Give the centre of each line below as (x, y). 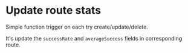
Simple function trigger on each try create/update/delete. (77, 27)
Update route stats (53, 10)
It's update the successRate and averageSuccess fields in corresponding (94, 38)
